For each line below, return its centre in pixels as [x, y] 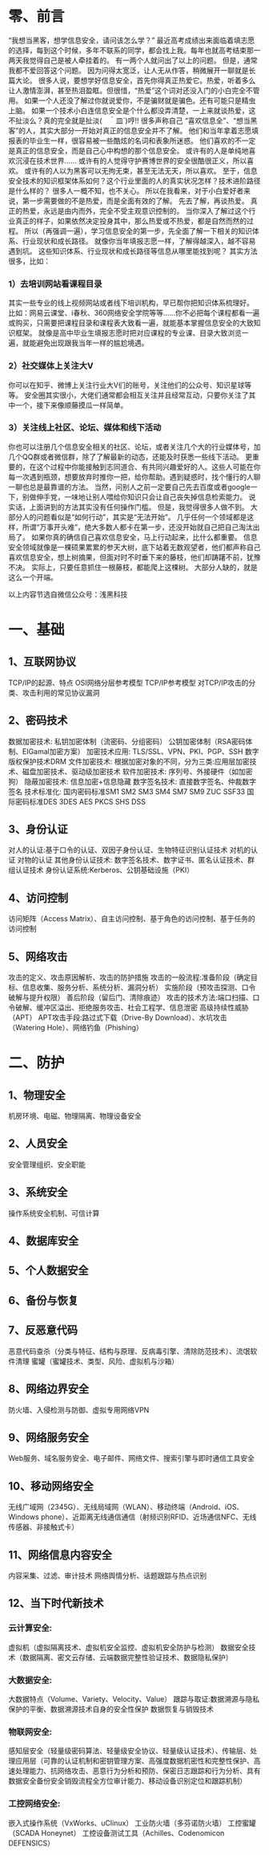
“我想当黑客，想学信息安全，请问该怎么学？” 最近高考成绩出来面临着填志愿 [132, 40]
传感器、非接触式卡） [43, 1527]
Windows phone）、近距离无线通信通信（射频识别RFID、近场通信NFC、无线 [132, 1517]
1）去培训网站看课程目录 [55, 283]
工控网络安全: [34, 1804]
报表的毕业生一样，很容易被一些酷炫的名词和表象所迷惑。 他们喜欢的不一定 [132, 141]
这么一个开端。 [33, 577]
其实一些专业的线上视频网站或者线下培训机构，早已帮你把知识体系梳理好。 [131, 303]
